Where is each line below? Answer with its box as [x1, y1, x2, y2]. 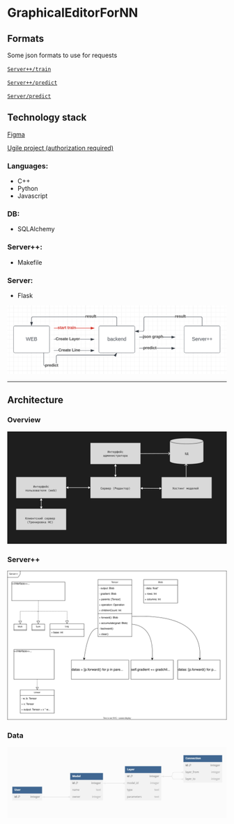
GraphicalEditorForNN [7, 5, 139, 21]
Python [17, 185, 38, 193]
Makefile [17, 258, 42, 266]
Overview [7, 415, 41, 425]
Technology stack [7, 111, 87, 123]
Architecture [7, 394, 64, 406]
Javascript [17, 192, 48, 200]
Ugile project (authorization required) [7, 143, 114, 152]
